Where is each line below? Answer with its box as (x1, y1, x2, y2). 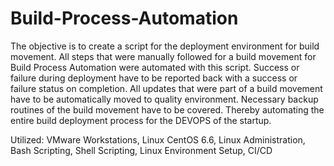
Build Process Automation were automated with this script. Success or (10, 61, 300, 73)
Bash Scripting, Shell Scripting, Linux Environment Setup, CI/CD (10, 144, 273, 156)
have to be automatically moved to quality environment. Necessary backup (10, 93, 319, 105)
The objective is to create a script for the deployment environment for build (10, 40, 320, 52)
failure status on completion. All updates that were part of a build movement (10, 82, 323, 94)
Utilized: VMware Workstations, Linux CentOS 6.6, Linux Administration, (10, 133, 306, 146)
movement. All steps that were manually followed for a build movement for (10, 50, 317, 62)
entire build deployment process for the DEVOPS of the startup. (10, 114, 272, 126)
